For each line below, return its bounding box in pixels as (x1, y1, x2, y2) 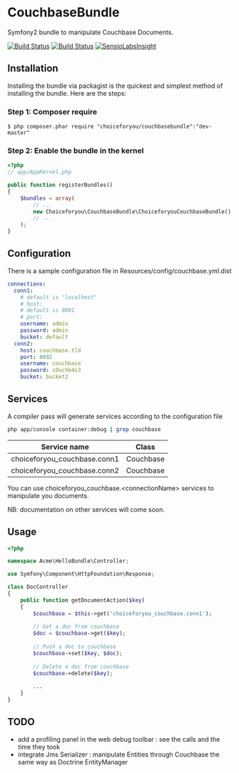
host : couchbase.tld (20, 347, 81, 354)
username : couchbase (20, 360, 81, 368)
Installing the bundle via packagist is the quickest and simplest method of (7, 81, 223, 90)
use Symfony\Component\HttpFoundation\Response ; (7, 570, 155, 578)
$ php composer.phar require (7, 123, 94, 131)
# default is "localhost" (20, 293, 98, 300)
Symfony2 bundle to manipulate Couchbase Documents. (7, 28, 173, 36)
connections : (7, 280, 46, 288)
